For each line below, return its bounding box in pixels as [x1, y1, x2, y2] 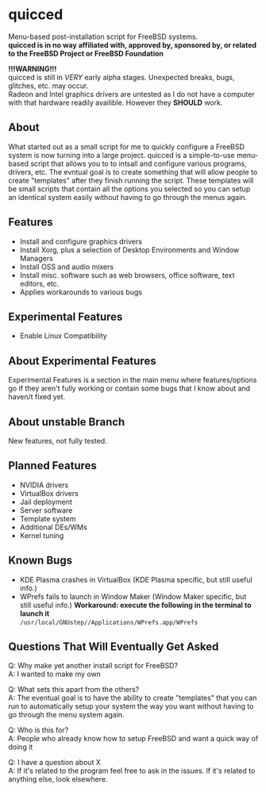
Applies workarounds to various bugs [19, 287, 143, 297]
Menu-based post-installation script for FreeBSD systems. [8, 32, 199, 41]
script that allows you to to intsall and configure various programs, [30, 159, 248, 168]
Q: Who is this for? [8, 725, 69, 735]
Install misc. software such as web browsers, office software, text [19, 270, 235, 279]
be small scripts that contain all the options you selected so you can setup [8, 184, 251, 194]
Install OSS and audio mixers [19, 262, 114, 271]
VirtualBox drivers [19, 488, 79, 498]
